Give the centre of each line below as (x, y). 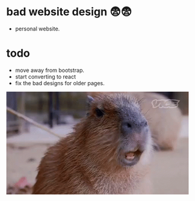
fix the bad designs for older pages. (60, 83)
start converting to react (45, 76)
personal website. (37, 29)
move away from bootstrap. (50, 70)
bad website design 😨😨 (69, 12)
